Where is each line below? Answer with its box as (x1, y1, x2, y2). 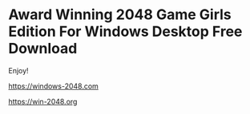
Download (8, 40, 78, 57)
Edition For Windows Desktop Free (8, 22, 243, 41)
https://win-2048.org (8, 96, 78, 106)
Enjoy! (8, 65, 30, 75)
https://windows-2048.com (8, 81, 99, 91)
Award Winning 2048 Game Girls (8, 6, 232, 24)
